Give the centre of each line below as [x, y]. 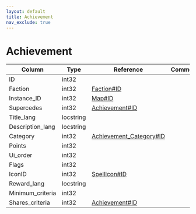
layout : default [26, 11]
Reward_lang [27, 184]
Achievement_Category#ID [128, 136]
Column [32, 69]
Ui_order [21, 155]
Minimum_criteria [33, 193]
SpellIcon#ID [109, 174]
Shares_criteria [30, 203]
